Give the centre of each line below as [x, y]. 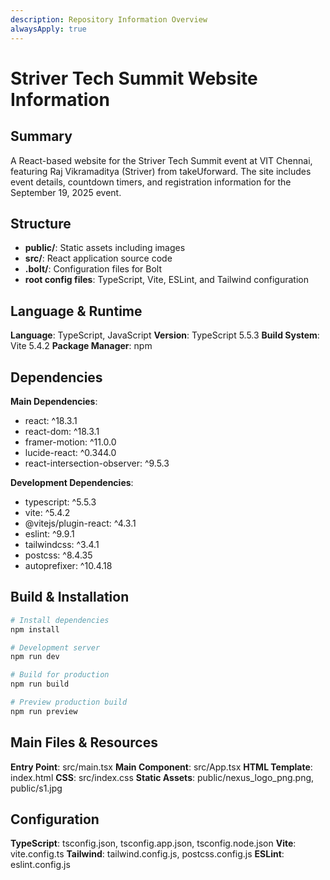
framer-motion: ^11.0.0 [70, 442]
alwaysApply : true [48, 29]
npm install [35, 629]
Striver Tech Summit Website [134, 78]
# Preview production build [69, 702]
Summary [41, 136]
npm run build [40, 684]
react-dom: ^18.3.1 [62, 431]
